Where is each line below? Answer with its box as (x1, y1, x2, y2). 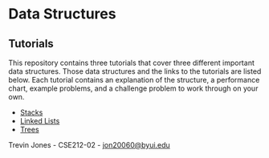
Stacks (19, 107, 43, 117)
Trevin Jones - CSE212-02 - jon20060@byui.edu (8, 140, 170, 149)
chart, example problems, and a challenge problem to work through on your (8, 83, 259, 93)
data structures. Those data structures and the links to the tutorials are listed (8, 67, 262, 76)
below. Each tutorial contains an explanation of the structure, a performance (8, 75, 260, 84)
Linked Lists (19, 116, 60, 125)
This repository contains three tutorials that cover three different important (8, 58, 255, 67)
